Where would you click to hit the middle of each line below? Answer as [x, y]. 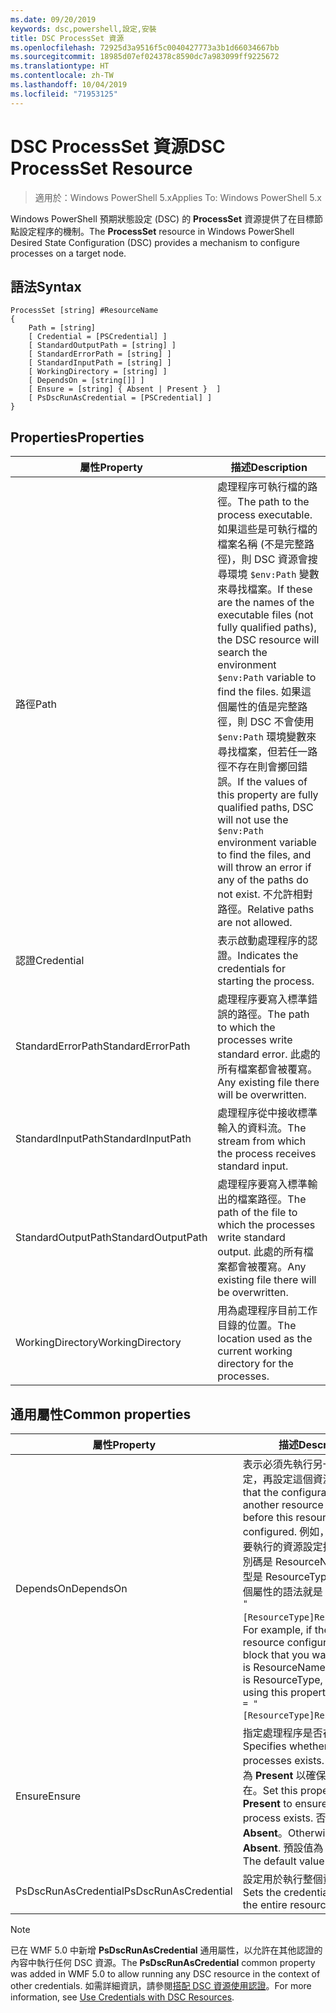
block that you [276, 1654]
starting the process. [266, 981]
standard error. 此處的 [269, 1054]
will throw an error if [264, 868]
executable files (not [265, 615]
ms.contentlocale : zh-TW [62, 76]
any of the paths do [263, 880]
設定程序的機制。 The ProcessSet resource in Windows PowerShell [156, 231]
